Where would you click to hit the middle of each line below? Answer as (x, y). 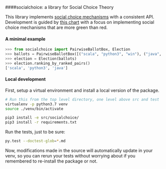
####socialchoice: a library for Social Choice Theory (59, 7)
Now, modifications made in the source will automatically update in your (79, 151)
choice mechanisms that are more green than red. (57, 27)
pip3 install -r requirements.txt (41, 122)
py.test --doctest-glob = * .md (35, 141)
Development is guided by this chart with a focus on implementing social (80, 22)
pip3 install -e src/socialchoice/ (42, 118)
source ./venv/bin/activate (34, 109)
